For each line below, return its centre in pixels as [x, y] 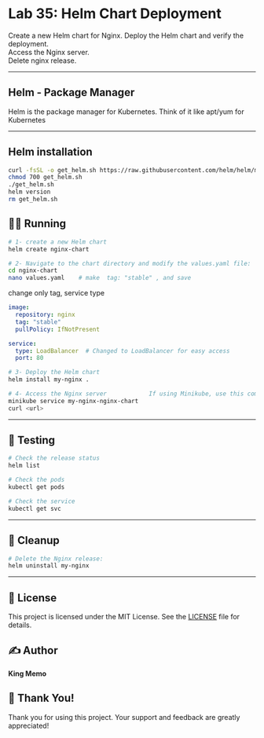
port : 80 [29, 358]
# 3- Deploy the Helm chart [54, 373]
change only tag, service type [56, 293]
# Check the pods [37, 480]
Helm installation [50, 152]
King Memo [27, 674]
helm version [29, 192]
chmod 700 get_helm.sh [45, 178]
